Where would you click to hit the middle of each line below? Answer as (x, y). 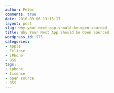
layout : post (19, 23)
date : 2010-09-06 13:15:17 (33, 19)
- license (15, 74)
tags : (11, 64)
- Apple (13, 46)
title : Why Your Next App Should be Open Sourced (57, 32)
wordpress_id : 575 (24, 37)
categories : (17, 42)
